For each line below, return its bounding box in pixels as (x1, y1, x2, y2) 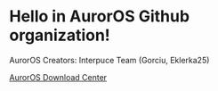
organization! (9, 25, 111, 45)
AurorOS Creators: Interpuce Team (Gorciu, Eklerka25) (9, 54, 210, 65)
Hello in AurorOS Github (9, 6, 190, 27)
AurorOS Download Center (9, 71, 108, 82)
